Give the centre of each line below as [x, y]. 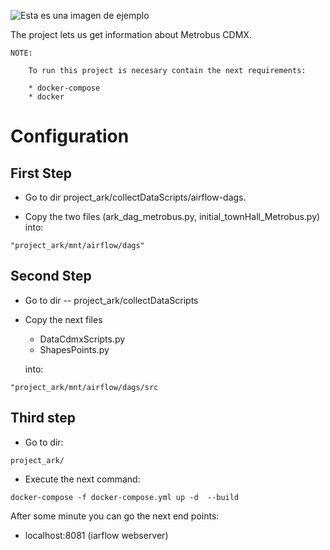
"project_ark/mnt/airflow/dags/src [84, 387]
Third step [43, 418]
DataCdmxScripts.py [82, 339]
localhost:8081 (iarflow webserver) [96, 535]
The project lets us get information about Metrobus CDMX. [131, 34]
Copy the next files [63, 319]
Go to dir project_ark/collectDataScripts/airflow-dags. [135, 197]
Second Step [51, 276]
